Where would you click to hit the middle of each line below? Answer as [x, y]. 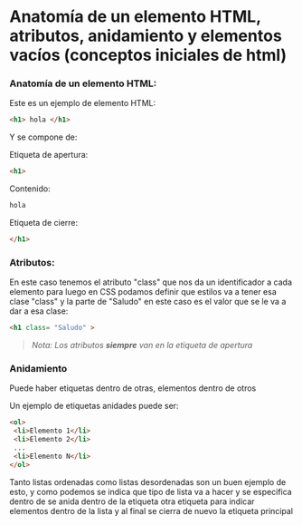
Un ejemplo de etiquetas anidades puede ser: [94, 406]
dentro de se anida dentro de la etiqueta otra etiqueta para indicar [132, 501]
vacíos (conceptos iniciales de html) [148, 55]
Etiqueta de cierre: [44, 223]
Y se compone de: [43, 137]
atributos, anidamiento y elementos [146, 36]
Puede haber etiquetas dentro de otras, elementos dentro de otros [133, 388]
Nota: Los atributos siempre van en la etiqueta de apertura [142, 345]
